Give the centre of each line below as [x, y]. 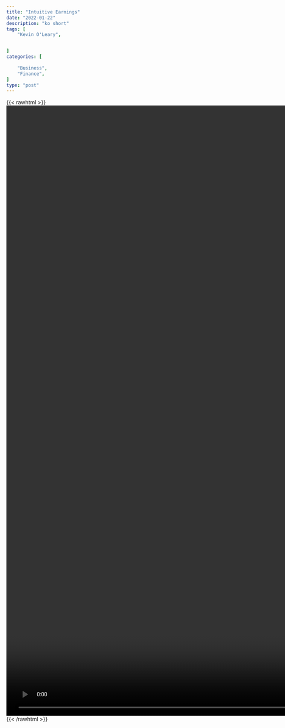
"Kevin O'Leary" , [39, 35]
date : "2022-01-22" [31, 18]
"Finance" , [31, 74]
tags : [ [16, 29]
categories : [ [24, 57]
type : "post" [23, 85]
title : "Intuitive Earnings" [43, 12]
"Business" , [32, 68]
